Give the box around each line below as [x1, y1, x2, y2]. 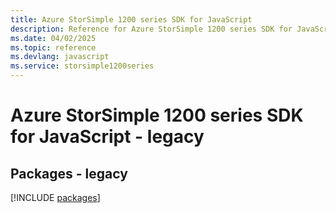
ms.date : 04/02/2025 [10, 33, 97, 43]
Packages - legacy [10, 165, 128, 182]
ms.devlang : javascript [10, 52, 110, 62]
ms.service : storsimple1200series [10, 61, 155, 71]
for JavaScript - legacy [10, 126, 205, 148]
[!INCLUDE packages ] [10, 192, 101, 203]
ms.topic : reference [10, 42, 97, 53]
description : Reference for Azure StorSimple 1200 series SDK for [10, 24, 293, 34]
